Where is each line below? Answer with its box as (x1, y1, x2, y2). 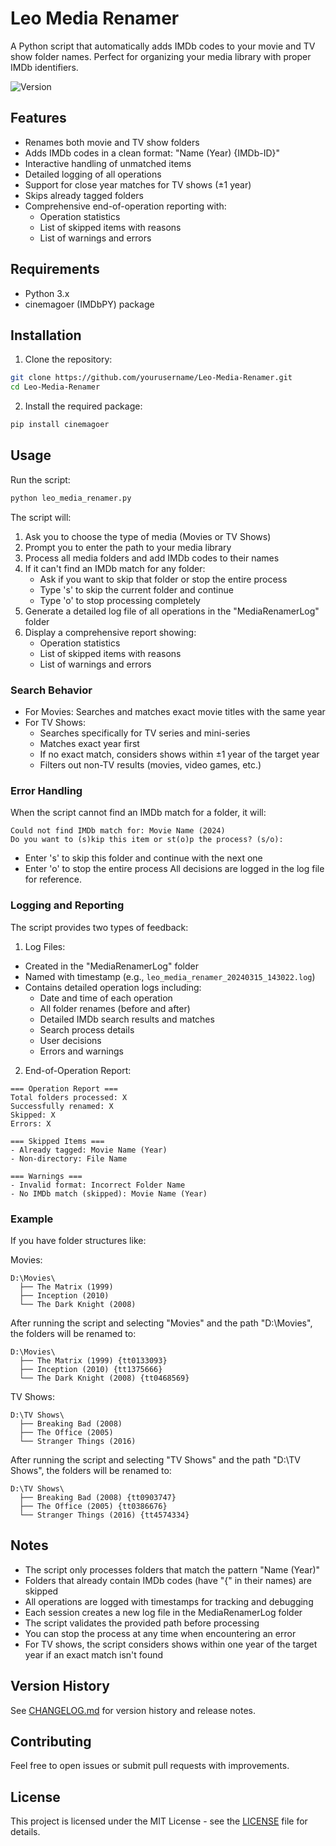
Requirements (10, 261, 100, 278)
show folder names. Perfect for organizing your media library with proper (10, 50, 312, 62)
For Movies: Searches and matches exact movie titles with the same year (24, 705, 326, 717)
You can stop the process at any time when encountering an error (24, 1627, 297, 1639)
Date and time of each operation (39, 992, 173, 1004)
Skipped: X (10, 1110, 56, 1120)
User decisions (39, 1034, 102, 1046)
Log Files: (24, 940, 66, 952)
